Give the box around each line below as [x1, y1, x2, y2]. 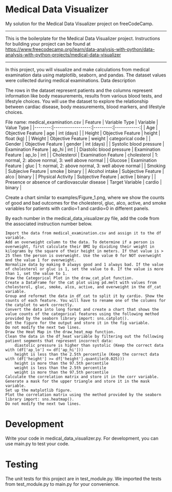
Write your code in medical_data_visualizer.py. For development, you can [5, 435, 159, 441]
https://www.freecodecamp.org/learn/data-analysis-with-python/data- [5, 46, 155, 52]
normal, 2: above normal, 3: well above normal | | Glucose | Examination [5, 157, 157, 163]
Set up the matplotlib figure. [5, 387, 72, 393]
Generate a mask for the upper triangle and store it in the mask [5, 379, 150, 384]
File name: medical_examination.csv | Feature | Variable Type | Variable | [5, 119, 158, 125]
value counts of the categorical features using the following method [5, 311, 159, 317]
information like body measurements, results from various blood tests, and [5, 92, 162, 99]
